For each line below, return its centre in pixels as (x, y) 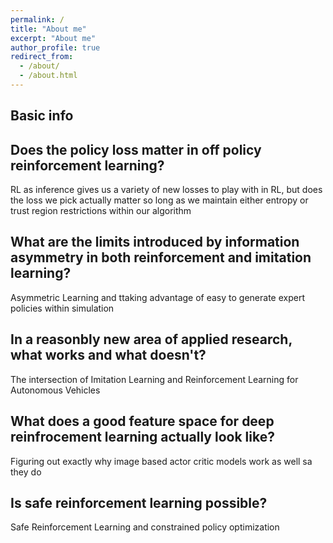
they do (26, 472)
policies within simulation (62, 308)
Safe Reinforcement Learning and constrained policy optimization (145, 527)
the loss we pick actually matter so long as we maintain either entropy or (159, 200)
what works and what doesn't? (108, 355)
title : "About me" (48, 29)
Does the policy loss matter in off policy (136, 149)
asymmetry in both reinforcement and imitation (161, 257)
